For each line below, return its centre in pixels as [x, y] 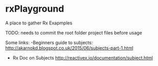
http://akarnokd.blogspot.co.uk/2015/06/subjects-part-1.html [69, 48]
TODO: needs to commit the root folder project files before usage [74, 32]
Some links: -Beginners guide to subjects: [49, 42]
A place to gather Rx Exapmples [39, 23]
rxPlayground [35, 9]
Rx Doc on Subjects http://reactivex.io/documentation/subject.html [83, 58]
